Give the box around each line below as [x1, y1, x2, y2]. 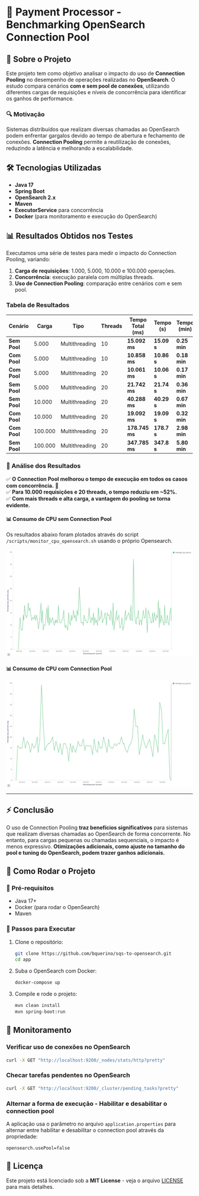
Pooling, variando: [6, 255, 50, 263]
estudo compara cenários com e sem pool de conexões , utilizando [6, 82, 170, 89]
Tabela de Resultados [6, 300, 70, 309]
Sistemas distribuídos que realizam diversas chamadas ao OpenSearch [6, 126, 179, 133]
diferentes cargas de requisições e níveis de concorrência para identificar [6, 89, 187, 95]
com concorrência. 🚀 [6, 482, 59, 489]
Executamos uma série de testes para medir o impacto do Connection [6, 249, 176, 257]
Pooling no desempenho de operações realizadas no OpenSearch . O [6, 76, 176, 83]
